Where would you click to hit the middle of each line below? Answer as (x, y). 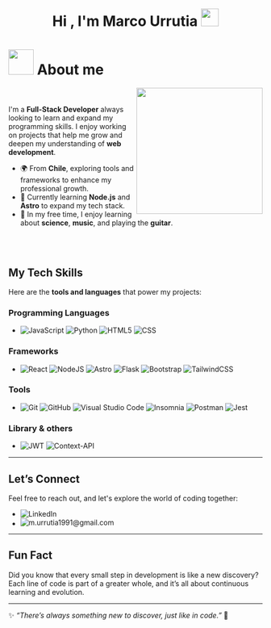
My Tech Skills (46, 272)
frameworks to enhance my (66, 180)
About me (70, 70)
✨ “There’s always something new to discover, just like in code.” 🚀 (119, 615)
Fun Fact (30, 556)
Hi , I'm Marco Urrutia (125, 21)
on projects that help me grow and (65, 135)
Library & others (41, 428)
